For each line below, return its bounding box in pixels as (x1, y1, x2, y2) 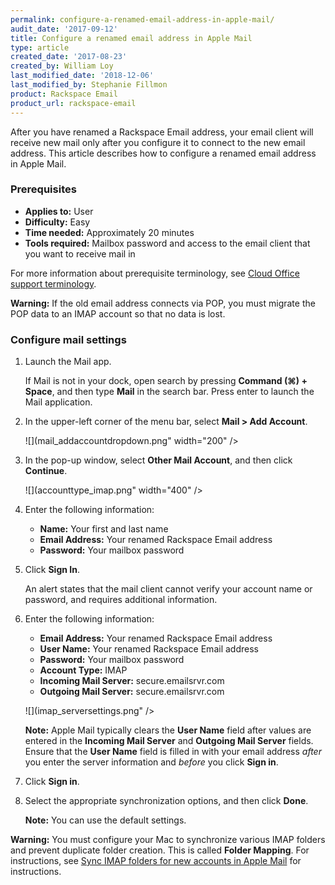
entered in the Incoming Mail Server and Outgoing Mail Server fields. (24, 735, 314, 747)
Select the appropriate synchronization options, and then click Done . (24, 795, 309, 807)
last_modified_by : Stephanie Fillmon (10, 80, 168, 90)
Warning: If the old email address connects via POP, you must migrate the (10, 297, 316, 309)
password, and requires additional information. (24, 594, 218, 606)
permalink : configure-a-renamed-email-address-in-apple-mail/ (10, 14, 275, 25)
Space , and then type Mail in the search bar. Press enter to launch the (24, 386, 315, 398)
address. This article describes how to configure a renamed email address (10, 147, 317, 159)
